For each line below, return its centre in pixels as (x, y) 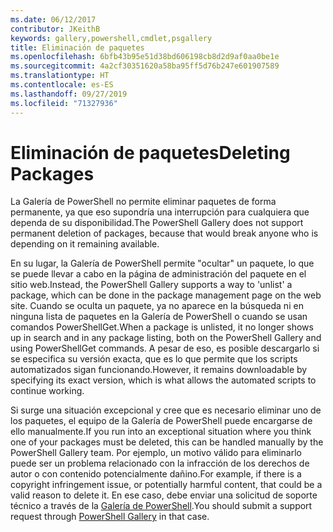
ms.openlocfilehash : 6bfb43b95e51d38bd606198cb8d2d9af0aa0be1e (145, 57)
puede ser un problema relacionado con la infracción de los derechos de (160, 463)
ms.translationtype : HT (60, 76)
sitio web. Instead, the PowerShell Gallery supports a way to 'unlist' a (151, 285)
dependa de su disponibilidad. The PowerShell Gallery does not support (157, 223)
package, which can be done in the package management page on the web (166, 295)
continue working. (47, 391)
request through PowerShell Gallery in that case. (110, 517)
